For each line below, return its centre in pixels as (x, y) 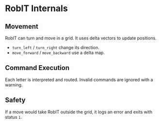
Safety (15, 100)
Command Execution (37, 68)
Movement (22, 27)
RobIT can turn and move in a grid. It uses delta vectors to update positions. (81, 38)
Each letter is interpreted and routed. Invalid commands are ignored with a (79, 80)
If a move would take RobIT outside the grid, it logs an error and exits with (79, 112)
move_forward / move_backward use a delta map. (58, 53)
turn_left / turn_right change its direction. (56, 47)
